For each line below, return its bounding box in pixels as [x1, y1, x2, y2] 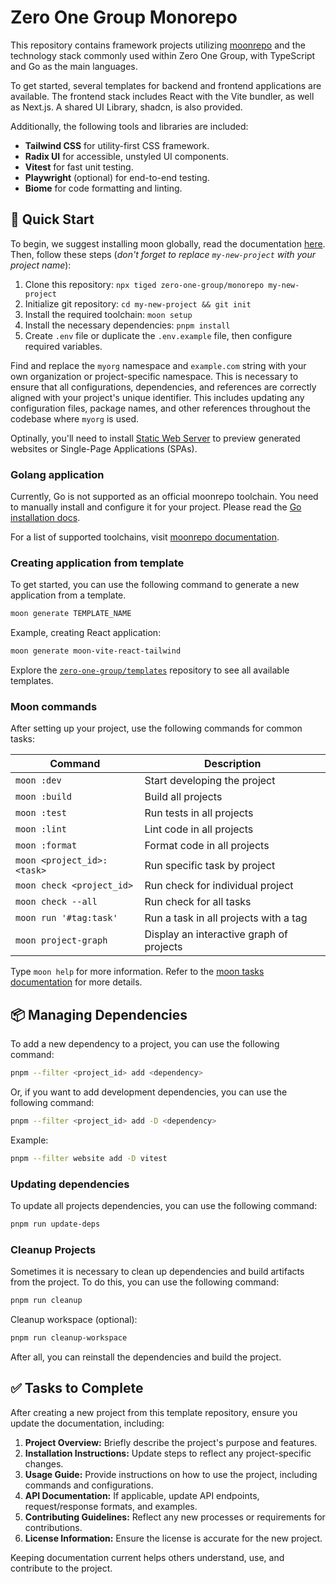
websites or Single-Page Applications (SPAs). [10, 442, 198, 455]
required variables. [24, 340, 103, 352]
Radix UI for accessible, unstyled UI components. [24, 150, 229, 162]
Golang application [10, 467, 105, 481]
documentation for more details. [10, 976, 143, 988]
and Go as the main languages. [10, 60, 138, 72]
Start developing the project [144, 774, 276, 788]
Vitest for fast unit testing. [24, 161, 134, 173]
